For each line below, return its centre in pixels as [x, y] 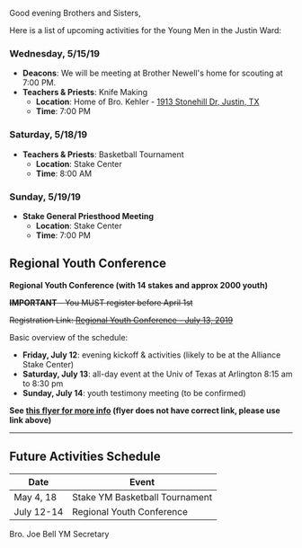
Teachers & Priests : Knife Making [85, 93]
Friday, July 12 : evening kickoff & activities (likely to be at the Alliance [151, 355]
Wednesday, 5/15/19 [55, 53]
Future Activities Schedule [85, 457]
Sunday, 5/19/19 [45, 197]
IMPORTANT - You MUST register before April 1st [101, 302]
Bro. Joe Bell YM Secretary [59, 534]
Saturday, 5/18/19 [49, 135]
